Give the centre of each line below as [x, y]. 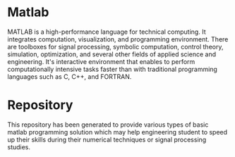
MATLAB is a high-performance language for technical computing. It [107, 32]
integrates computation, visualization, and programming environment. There [118, 39]
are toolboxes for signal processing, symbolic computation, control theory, [115, 46]
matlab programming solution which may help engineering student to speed [117, 132]
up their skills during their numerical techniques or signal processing [107, 139]
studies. [19, 147]
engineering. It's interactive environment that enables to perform [101, 61]
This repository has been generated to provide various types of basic [108, 125]
